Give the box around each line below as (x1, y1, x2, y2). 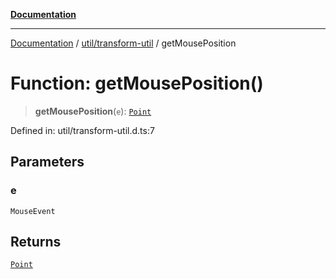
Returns (10, 234, 62, 251)
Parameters (10, 154, 85, 171)
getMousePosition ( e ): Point (34, 105, 152, 117)
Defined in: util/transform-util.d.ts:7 (10, 124, 155, 136)
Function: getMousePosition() (10, 72, 264, 95)
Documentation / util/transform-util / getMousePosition (10, 37, 237, 49)
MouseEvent (10, 206, 56, 216)
